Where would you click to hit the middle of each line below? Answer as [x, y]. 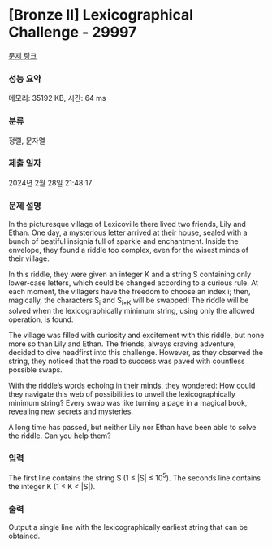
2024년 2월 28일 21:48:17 [50, 182]
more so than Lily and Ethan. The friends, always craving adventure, [122, 344]
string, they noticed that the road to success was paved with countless [127, 361]
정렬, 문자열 [27, 141]
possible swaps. [35, 369]
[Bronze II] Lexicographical [101, 15]
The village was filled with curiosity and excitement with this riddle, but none [136, 335]
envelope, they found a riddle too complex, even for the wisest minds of [129, 250]
